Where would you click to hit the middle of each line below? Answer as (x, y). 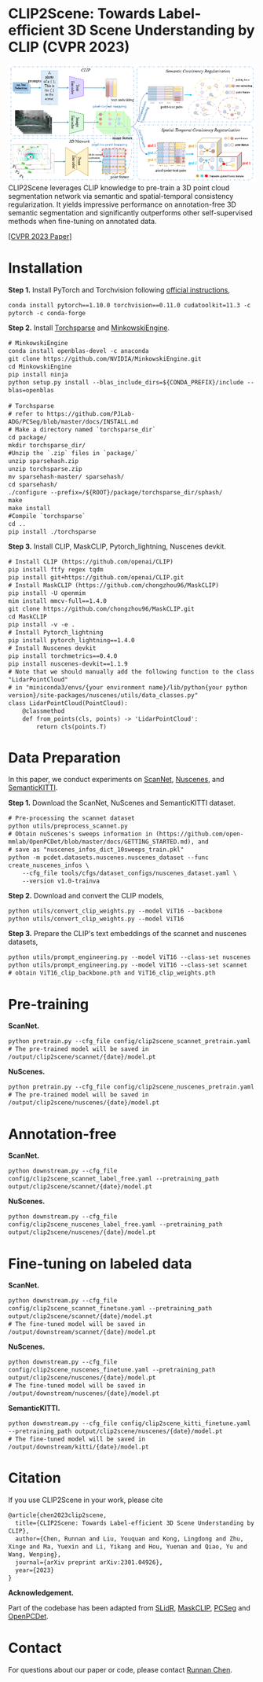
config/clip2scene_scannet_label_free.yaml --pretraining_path (114, 1179)
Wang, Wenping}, (35, 1555)
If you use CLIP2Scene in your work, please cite (86, 1500)
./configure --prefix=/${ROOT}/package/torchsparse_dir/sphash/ (115, 492)
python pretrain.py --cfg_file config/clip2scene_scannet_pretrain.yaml (130, 1041)
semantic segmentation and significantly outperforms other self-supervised (130, 212)
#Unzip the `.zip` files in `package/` (73, 453)
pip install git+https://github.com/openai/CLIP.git (96, 577)
